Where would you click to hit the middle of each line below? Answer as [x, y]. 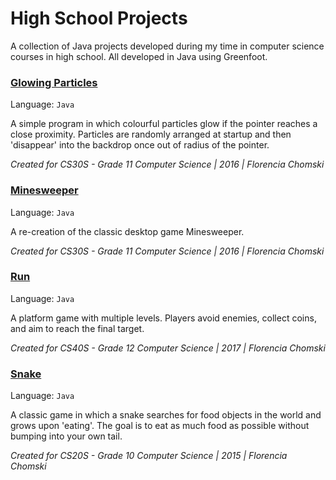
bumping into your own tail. [66, 436]
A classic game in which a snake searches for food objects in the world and [166, 415]
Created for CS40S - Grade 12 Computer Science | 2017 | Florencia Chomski [168, 348]
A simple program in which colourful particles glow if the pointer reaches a [164, 124]
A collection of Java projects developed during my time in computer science [167, 46]
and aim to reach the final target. [77, 328]
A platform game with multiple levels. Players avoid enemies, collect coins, [163, 318]
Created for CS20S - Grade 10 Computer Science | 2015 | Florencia [149, 456]
